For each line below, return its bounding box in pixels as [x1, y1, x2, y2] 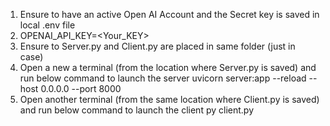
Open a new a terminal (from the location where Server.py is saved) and [19, 62, 317, 73]
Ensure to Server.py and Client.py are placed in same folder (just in [19, 40, 296, 52]
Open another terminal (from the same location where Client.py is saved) [19, 94, 320, 105]
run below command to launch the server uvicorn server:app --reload [19, 72, 307, 84]
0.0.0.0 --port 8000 [40, 83, 122, 94]
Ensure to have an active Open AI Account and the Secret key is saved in [19, 9, 320, 20]
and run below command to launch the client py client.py [19, 104, 254, 116]
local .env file [19, 19, 76, 31]
